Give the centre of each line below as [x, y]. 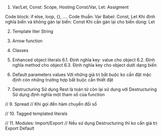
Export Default [20, 128]
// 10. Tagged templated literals [36, 113]
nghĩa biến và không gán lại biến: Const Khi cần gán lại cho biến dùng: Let [80, 22]
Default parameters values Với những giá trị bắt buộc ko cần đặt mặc [82, 75]
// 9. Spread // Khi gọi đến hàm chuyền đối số [51, 104]
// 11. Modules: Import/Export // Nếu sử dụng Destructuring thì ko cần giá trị [81, 123]
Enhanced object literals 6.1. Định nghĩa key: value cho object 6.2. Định [84, 60]
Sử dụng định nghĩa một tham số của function [58, 95]
